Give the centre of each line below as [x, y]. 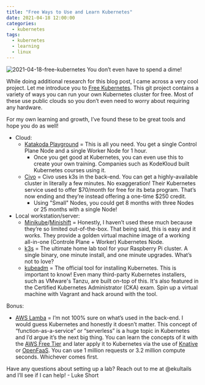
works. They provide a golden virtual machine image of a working [107, 235]
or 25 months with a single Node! [75, 209]
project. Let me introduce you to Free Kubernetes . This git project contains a [102, 88]
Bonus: [15, 306]
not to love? [39, 261]
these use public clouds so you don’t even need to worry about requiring [98, 101]
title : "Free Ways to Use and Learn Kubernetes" [69, 12]
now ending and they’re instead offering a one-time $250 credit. [105, 196]
